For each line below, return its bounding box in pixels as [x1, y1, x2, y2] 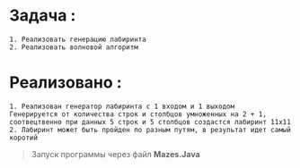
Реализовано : [9, 72, 123, 93]
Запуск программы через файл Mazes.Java [31, 148, 200, 159]
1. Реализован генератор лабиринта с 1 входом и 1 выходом [9, 102, 235, 111]
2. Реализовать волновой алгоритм [9, 42, 139, 52]
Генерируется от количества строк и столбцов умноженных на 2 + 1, [9, 109, 268, 119]
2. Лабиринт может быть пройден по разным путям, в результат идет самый [9, 125, 292, 134]
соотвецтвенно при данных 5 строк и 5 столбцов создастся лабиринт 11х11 [9, 117, 292, 126]
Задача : [9, 5, 76, 26]
